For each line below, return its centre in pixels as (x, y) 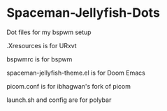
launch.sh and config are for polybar (59, 100)
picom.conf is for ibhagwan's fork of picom (68, 86)
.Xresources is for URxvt (42, 45)
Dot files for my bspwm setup (49, 32)
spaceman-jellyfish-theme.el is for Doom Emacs (76, 73)
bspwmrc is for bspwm (39, 59)
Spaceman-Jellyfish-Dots (83, 13)
